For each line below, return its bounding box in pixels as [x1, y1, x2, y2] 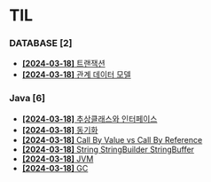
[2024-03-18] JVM [21, 153, 94, 164]
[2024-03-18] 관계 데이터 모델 [21, 69, 131, 80]
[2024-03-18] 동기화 [21, 124, 98, 135]
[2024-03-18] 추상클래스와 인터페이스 [21, 113, 158, 124]
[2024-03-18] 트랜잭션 [21, 59, 105, 69]
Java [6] [9, 92, 46, 105]
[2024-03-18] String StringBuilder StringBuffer [21, 144, 195, 154]
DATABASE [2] [9, 37, 73, 50]
